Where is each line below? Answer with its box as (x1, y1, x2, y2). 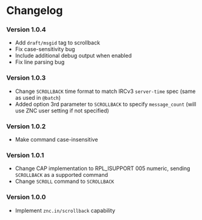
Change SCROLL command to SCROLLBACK (15, 177, 114, 185)
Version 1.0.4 (6, 26, 47, 34)
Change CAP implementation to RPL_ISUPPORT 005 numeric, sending (15, 165, 190, 172)
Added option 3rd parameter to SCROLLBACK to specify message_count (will (15, 100, 197, 108)
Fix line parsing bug (15, 58, 65, 66)
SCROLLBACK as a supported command (15, 171, 108, 179)
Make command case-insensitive (15, 136, 98, 143)
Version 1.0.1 (6, 151, 44, 159)
